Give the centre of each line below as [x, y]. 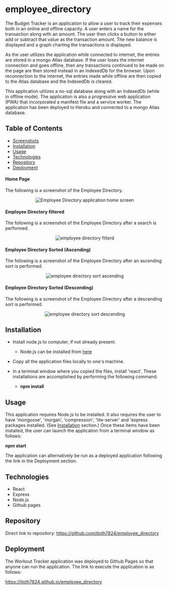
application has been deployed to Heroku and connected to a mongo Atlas [82, 107]
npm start [16, 446]
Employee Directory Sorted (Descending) [49, 287]
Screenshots [26, 140]
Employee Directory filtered [35, 212]
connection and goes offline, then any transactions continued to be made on [85, 65]
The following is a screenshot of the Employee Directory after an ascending [84, 261]
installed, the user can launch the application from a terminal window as [80, 431]
